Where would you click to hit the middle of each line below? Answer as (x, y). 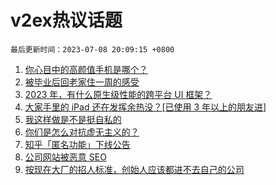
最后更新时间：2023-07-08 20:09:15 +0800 (92, 49)
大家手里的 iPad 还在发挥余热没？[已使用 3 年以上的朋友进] (145, 107)
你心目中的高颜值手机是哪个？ (86, 69)
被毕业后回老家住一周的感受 (82, 82)
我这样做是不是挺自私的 (73, 119)
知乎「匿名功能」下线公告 (77, 144)
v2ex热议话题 (66, 20)
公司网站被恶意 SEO (65, 157)
